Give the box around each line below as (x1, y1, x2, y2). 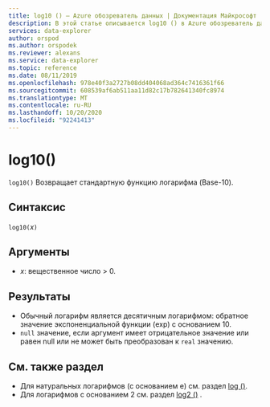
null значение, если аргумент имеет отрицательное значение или (19, 328, 249, 338)
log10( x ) (8, 222, 38, 231)
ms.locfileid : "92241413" (8, 116, 95, 124)
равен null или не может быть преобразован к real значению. (19, 336, 234, 346)
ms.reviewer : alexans (8, 49, 81, 57)
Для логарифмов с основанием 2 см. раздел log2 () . (19, 390, 202, 400)
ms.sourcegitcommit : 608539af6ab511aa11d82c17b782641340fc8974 (8, 86, 225, 95)
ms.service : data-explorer (8, 57, 99, 65)
